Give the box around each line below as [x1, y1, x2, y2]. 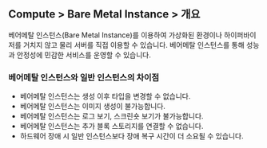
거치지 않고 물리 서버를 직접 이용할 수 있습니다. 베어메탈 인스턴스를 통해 [22, 40, 245, 49]
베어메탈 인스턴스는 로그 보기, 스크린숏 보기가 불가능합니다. [19, 111, 204, 121]
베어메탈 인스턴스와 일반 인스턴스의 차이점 [8, 72, 160, 83]
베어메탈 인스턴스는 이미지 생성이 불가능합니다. [19, 102, 166, 111]
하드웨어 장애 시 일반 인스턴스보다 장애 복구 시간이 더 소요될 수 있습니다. [19, 131, 244, 141]
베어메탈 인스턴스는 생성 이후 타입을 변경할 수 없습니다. [19, 92, 191, 101]
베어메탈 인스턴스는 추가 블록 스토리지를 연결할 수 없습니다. [19, 122, 204, 131]
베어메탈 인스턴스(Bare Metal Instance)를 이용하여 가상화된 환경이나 [8, 30, 222, 40]
